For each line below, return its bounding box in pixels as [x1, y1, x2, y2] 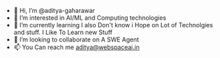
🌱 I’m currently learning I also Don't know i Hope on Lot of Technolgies [13, 21, 214, 29]
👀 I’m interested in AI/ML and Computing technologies [13, 14, 167, 22]
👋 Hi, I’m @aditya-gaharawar [13, 7, 95, 14]
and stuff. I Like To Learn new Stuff [13, 28, 113, 36]
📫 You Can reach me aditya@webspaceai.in [13, 43, 140, 51]
